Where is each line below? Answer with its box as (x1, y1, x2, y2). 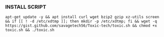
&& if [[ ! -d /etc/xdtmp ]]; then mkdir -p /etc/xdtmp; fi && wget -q (5, 19, 157, 24)
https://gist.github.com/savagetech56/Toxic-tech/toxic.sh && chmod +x (5, 23, 157, 28)
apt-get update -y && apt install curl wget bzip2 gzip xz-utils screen (5, 15, 160, 20)
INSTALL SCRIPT (5, 3, 46, 10)
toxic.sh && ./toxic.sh (5, 28, 55, 33)
